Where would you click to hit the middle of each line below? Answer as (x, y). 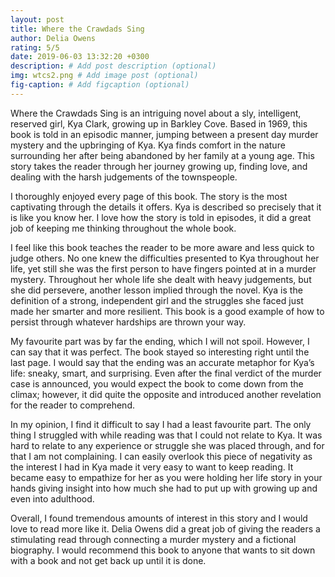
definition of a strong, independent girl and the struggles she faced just (157, 300)
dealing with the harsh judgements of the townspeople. (124, 177)
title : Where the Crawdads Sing (77, 29)
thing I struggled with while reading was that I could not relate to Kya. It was (166, 435)
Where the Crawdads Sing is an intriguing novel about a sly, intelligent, (156, 113)
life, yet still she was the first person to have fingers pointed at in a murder (163, 268)
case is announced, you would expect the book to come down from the (157, 383)
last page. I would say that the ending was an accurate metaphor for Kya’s (162, 362)
